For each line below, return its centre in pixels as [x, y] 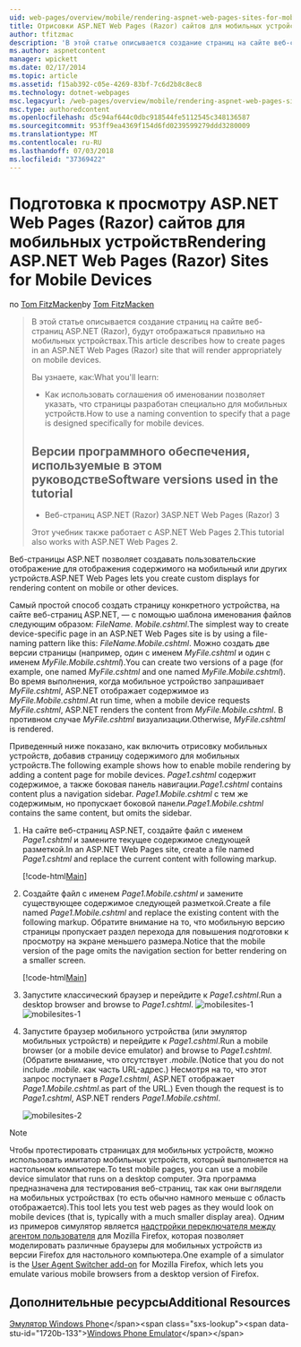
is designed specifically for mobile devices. [124, 423]
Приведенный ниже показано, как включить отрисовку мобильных [138, 747]
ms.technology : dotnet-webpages [69, 92]
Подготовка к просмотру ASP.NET [144, 203]
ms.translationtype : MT [54, 134]
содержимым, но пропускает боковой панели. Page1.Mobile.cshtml [137, 804]
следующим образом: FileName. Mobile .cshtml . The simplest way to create [149, 625]
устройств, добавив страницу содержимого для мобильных [125, 756]
